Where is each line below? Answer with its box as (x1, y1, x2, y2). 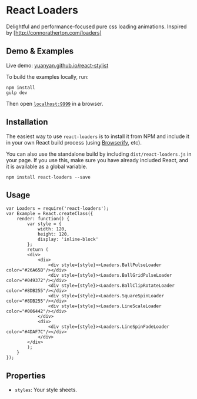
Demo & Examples (6, 46, 74, 56)
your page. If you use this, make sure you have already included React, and (6, 156, 189, 163)
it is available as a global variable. (6, 163, 88, 170)
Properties (6, 371, 46, 381)
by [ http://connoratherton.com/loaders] (6, 29, 102, 36)
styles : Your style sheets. (14, 386, 78, 394)
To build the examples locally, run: (6, 73, 89, 80)
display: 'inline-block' (37, 236, 99, 243)
